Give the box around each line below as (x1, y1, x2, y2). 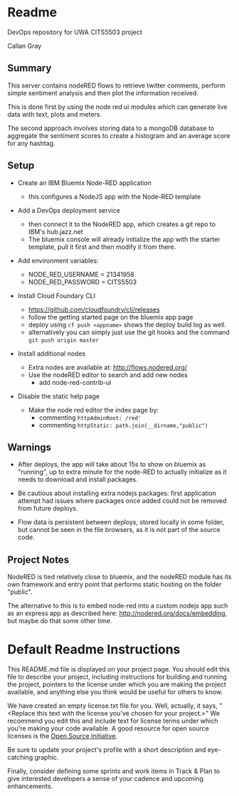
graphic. (34, 753, 59, 762)
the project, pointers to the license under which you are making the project (7, 680, 226, 689)
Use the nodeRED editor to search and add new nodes (28, 371, 188, 379)
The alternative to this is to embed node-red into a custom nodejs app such (7, 602, 228, 610)
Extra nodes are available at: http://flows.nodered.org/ (28, 363, 187, 371)
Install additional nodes (17, 349, 86, 358)
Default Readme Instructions (7, 642, 181, 658)
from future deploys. (17, 504, 78, 513)
